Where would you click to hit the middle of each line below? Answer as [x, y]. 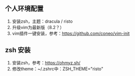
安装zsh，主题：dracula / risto [42, 21]
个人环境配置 [24, 9]
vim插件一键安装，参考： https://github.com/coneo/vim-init [71, 33]
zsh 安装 [18, 50]
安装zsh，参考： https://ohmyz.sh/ [46, 62]
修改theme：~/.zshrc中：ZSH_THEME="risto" [58, 69]
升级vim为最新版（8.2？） [38, 27]
